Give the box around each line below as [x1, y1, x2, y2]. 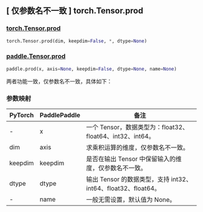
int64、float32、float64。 [86, 184, 161, 193]
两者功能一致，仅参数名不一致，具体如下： [6, 77, 112, 85]
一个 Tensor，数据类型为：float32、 [86, 123, 189, 132]
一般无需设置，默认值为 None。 [86, 196, 176, 204]
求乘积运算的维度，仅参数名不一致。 [86, 144, 189, 152]
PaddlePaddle [39, 111, 80, 120]
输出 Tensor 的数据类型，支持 [86, 175, 170, 184]
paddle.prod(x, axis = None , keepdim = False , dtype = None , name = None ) [6, 66, 177, 72]
